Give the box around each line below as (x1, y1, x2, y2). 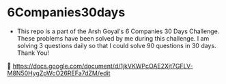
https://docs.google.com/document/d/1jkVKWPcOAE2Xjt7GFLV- (12, 62, 193, 70)
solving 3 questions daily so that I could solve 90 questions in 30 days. (16, 41, 216, 49)
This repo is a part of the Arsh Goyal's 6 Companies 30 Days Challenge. (16, 27, 220, 35)
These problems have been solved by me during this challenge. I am (16, 34, 210, 42)
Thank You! (16, 49, 49, 57)
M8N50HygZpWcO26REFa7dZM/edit (7, 69, 111, 77)
